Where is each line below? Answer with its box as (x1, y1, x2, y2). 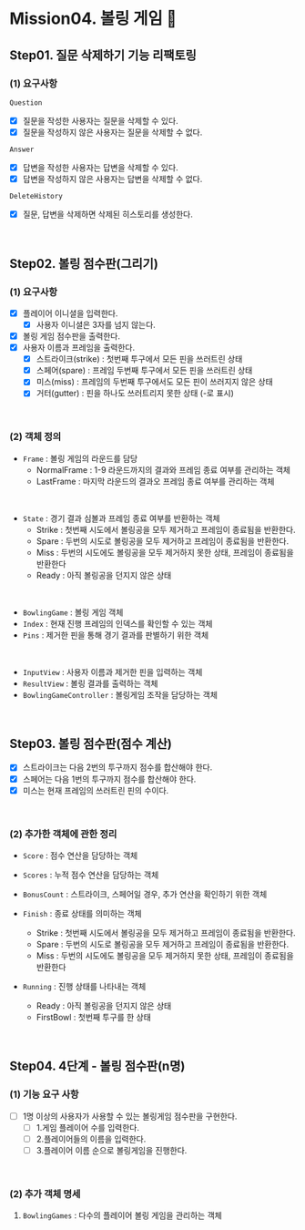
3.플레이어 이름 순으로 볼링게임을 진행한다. (36, 1144, 188, 1155)
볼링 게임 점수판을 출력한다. (22, 331, 121, 342)
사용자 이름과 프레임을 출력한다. (22, 343, 135, 354)
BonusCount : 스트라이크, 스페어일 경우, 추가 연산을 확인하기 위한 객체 (22, 888, 268, 899)
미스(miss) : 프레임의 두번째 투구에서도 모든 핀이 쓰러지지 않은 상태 (36, 376, 273, 387)
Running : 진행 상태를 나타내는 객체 (22, 980, 147, 991)
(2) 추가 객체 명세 (9, 1187, 81, 1200)
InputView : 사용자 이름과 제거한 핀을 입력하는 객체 (22, 666, 203, 677)
